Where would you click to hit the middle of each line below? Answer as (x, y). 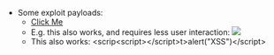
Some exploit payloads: (60, 13)
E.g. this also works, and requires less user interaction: (130, 32)
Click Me (47, 22)
